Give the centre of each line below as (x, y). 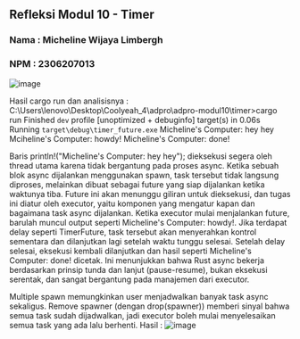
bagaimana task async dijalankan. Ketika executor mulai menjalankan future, (150, 212)
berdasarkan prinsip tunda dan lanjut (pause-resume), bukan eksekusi (138, 269)
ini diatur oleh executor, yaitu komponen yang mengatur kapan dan (133, 203)
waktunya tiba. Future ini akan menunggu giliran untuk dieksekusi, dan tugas (150, 194)
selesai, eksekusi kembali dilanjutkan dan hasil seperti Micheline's (131, 251)
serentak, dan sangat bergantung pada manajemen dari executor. (129, 279)
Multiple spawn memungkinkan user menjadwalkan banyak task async (139, 296)
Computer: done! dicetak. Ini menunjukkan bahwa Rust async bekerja (137, 260)
